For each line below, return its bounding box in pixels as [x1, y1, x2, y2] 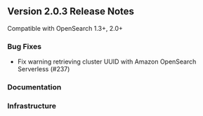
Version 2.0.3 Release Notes [7, 6, 135, 17]
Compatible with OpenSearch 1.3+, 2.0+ [7, 24, 123, 32]
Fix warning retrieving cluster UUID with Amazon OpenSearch [17, 57, 197, 66]
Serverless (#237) [17, 65, 70, 73]
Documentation [7, 82, 62, 92]
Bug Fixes [7, 41, 42, 51]
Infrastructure [7, 101, 57, 110]
